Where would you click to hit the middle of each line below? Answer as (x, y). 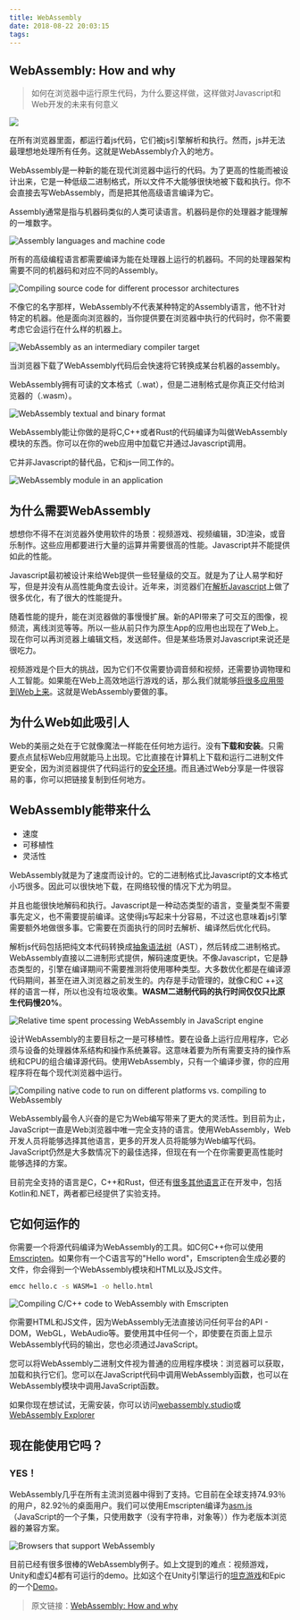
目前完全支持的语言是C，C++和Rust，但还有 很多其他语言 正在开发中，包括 (146, 1181)
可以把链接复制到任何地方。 (99, 779)
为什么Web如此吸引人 (69, 723)
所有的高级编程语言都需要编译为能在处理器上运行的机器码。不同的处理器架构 (150, 260)
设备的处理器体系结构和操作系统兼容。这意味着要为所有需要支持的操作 (154, 1050)
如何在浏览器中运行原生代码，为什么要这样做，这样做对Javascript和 (156, 93)
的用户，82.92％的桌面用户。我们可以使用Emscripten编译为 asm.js (131, 1505)
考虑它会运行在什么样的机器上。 (68, 329)
